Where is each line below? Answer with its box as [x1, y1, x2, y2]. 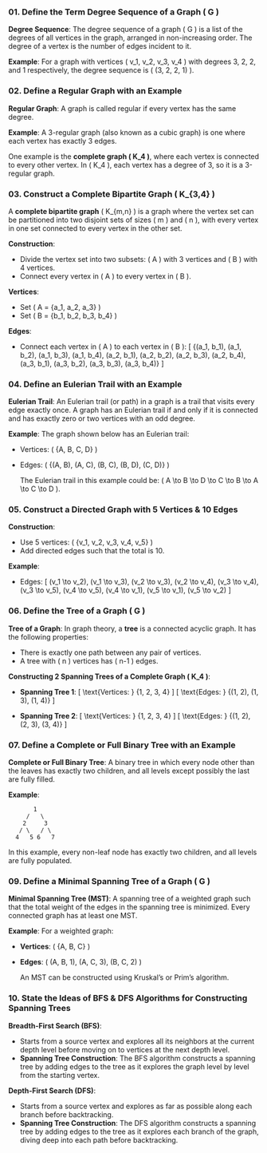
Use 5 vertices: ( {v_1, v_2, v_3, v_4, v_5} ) [19, 537, 154, 547]
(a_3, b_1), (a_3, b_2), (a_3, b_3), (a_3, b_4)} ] [19, 359, 165, 368]
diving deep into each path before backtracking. [19, 1135, 179, 1144]
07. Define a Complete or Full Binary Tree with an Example [8, 739, 236, 751]
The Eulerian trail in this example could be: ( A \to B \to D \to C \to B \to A [19, 476, 259, 485]
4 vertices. [19, 263, 56, 272]
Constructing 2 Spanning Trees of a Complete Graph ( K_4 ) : [8, 672, 211, 681]
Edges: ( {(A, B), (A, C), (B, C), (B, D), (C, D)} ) [19, 460, 170, 470]
